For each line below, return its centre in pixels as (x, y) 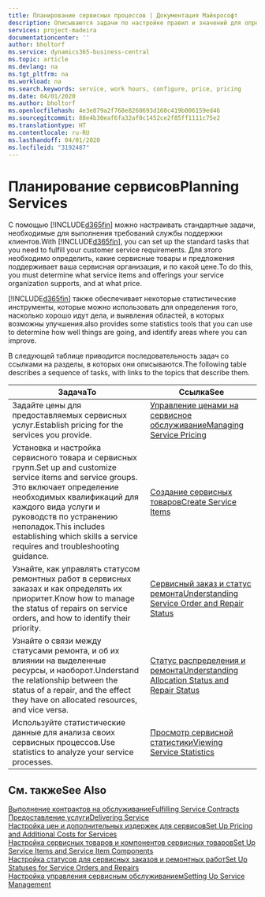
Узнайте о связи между (57, 641)
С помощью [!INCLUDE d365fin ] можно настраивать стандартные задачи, (132, 225)
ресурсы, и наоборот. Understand (76, 671)
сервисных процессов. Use (64, 743)
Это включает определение (66, 487)
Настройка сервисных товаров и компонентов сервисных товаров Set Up (132, 843)
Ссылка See (202, 393)
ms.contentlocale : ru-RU (49, 132)
